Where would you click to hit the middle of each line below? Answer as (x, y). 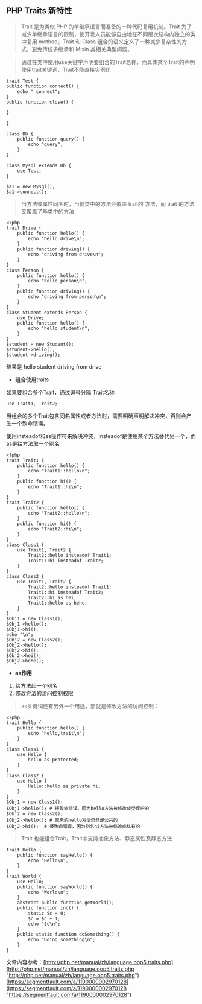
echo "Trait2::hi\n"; (55, 529)
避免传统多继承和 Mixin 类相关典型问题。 (82, 49)
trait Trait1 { (25, 460)
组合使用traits (32, 380)
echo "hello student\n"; (59, 328)
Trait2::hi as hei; (52, 597)
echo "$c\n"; (44, 924)
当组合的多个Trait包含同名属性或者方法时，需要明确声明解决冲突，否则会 (96, 416)
